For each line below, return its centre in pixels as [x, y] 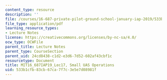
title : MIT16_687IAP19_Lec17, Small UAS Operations [60, 65]
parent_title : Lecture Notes [35, 47]
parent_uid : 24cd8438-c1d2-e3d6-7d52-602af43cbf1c [59, 56]
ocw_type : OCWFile [24, 42]
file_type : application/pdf [34, 24]
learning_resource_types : [32, 28]
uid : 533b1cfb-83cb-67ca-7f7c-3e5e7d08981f [51, 70]
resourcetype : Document [30, 61]
